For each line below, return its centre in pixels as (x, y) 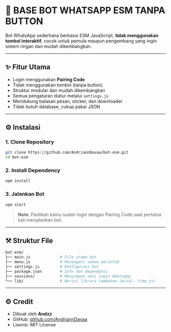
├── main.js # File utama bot (51, 257)
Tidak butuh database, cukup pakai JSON (56, 106)
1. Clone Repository (30, 142)
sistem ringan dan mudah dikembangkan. (49, 46)
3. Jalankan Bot (25, 194)
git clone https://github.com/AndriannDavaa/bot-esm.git (67, 153)
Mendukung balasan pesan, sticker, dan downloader (68, 101)
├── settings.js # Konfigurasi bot (52, 267)
